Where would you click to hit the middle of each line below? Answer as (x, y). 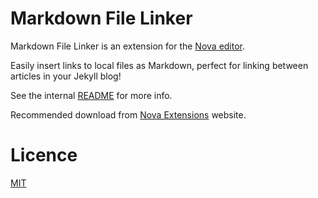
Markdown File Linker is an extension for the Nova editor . (128, 46)
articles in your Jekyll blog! (66, 76)
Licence (44, 155)
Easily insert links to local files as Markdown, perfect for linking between (159, 65)
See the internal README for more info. (91, 95)
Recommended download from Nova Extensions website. (128, 114)
